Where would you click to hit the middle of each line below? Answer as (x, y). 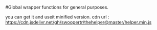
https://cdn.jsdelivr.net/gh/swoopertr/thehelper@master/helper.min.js (78, 22)
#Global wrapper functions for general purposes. (57, 7)
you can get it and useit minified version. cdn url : (57, 17)
